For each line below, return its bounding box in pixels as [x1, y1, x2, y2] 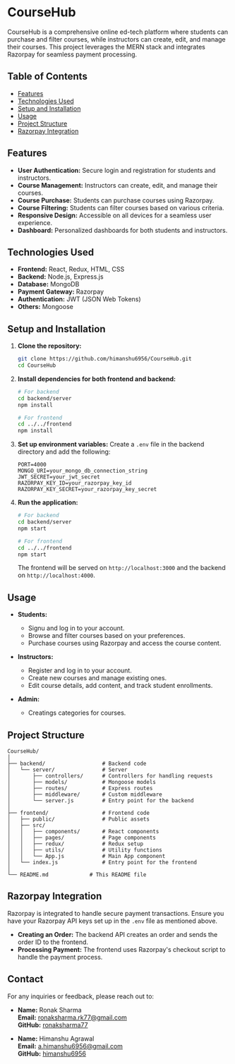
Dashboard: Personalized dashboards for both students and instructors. [17, 226, 228, 234]
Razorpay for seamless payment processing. [7, 50, 138, 59]
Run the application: [17, 498, 79, 507]
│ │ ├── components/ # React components [7, 828, 159, 835]
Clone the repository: [17, 341, 82, 350]
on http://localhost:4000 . [17, 571, 95, 579]
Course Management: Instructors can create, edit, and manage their [17, 181, 218, 189]
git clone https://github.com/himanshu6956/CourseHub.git [17, 356, 192, 363]
